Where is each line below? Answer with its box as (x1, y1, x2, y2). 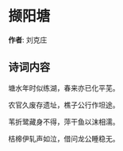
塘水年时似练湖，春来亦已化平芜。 (8, 83, 120, 92)
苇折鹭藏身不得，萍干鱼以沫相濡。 (8, 117, 120, 126)
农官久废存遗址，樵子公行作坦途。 (8, 100, 120, 110)
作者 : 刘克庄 (8, 35, 48, 45)
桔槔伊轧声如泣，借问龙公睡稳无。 (8, 134, 120, 143)
